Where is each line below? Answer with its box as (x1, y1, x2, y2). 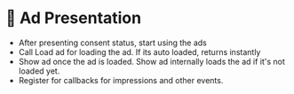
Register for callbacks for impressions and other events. (18, 74, 224, 85)
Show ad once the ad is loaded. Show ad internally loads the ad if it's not (18, 56, 285, 67)
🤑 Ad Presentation (5, 8, 141, 28)
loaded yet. (18, 66, 60, 76)
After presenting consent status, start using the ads (18, 37, 207, 48)
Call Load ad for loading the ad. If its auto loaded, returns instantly (18, 46, 261, 57)
